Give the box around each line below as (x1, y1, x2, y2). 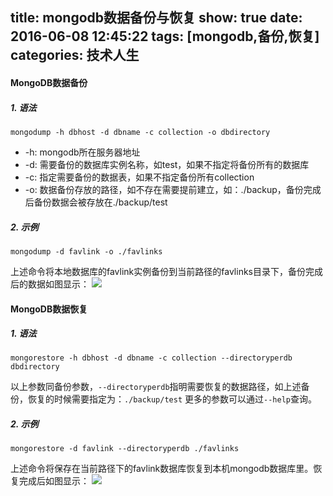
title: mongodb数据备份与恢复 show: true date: (10, 9, 303, 27)
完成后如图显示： (18, 475, 90, 487)
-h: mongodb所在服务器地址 (24, 146, 141, 158)
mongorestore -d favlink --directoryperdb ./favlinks (10, 444, 240, 454)
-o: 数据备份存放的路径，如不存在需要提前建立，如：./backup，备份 (24, 183, 304, 195)
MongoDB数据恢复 (10, 303, 88, 315)
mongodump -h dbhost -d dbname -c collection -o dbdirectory (10, 127, 271, 137)
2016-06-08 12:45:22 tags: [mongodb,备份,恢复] (10, 28, 320, 45)
